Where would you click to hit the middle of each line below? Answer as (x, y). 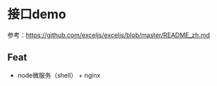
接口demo (37, 14)
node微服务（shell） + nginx (59, 75)
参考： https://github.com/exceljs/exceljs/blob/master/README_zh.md (108, 35)
